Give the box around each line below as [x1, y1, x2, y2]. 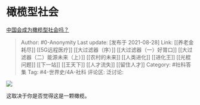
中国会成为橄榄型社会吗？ [6, 26, 69, 33]
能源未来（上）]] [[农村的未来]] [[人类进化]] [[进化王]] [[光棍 [47, 53, 191, 61]
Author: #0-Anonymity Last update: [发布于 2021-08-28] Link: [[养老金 [20, 39, 194, 46]
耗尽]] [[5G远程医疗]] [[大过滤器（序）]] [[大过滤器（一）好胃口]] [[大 [20, 46, 187, 53]
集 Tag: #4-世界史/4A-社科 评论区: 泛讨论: [20, 68, 124, 75]
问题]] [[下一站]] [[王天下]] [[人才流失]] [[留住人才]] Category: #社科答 [20, 61, 192, 68]
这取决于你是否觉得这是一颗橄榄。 [6, 92, 90, 99]
